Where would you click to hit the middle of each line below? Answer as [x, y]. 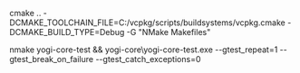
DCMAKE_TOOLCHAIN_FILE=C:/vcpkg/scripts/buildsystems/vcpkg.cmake [147, 23]
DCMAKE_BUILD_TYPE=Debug [67, 32]
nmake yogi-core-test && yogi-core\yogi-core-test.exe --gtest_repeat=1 [144, 50]
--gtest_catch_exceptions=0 [148, 59]
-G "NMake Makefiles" [169, 32]
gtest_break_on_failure [51, 59]
